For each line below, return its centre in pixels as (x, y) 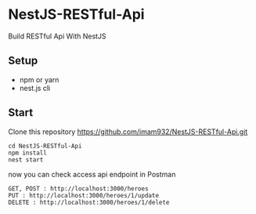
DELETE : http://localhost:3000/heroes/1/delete (89, 202)
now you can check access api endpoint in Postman (92, 174)
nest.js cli (35, 88)
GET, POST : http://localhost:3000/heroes (78, 189)
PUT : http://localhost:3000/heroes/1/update (83, 195)
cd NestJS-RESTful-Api (45, 146)
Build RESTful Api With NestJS (58, 36)
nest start (26, 160)
